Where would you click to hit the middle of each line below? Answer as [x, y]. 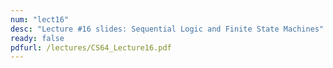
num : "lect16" [40, 19]
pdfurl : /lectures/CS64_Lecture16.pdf [91, 47]
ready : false [37, 38]
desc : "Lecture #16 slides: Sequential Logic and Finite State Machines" [167, 29]
